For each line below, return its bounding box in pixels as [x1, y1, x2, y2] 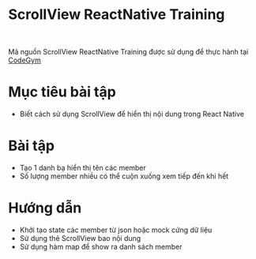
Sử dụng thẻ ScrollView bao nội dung [19, 233, 141, 242]
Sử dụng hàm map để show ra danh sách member [19, 242, 183, 251]
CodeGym [8, 55, 41, 65]
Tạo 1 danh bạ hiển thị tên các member [19, 163, 146, 172]
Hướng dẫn [8, 199, 82, 216]
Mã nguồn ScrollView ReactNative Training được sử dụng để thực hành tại [8, 47, 249, 56]
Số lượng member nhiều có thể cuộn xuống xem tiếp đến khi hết [19, 171, 229, 181]
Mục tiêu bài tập [8, 83, 116, 101]
